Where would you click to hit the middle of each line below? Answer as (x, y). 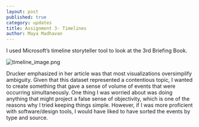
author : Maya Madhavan (34, 34)
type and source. (27, 118)
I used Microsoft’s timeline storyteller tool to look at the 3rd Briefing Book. (97, 50)
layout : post (22, 12)
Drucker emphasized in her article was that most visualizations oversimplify (99, 74)
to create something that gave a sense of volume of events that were (91, 86)
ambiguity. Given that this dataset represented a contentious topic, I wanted (99, 80)
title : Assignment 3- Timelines (46, 28)
